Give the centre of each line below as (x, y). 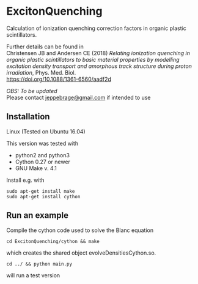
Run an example (38, 215)
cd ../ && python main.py (39, 264)
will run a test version (33, 275)
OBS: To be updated (32, 91)
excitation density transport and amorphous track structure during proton (99, 66)
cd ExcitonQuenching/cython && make (53, 241)
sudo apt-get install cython (43, 196)
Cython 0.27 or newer (42, 162)
